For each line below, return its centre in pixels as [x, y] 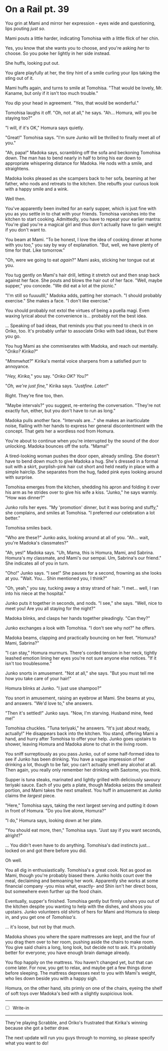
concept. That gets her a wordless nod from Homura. [60, 431]
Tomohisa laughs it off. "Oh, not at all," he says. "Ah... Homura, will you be [81, 113]
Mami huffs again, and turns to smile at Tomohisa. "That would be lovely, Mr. [84, 88]
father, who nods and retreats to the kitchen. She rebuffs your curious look [82, 183]
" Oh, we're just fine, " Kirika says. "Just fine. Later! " [57, 386]
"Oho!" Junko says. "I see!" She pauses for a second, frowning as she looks [83, 573]
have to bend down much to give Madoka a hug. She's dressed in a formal [82, 461]
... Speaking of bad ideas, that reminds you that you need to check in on [79, 326]
